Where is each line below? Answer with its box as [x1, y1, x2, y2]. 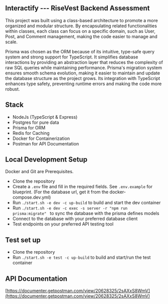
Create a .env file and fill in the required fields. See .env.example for [12, 184, 153, 190]
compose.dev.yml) [12, 194, 51, 200]
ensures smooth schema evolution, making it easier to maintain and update [5, 70, 160, 76]
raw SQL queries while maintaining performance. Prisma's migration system [5, 64, 162, 70]
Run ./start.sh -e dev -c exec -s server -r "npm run [12, 205, 128, 211]
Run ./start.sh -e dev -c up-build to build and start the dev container [12, 200, 161, 206]
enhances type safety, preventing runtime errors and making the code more [5, 81, 162, 87]
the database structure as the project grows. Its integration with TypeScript [5, 75, 160, 81]
